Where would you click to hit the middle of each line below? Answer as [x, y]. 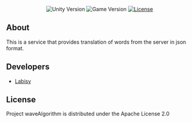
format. [15, 48]
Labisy [23, 81]
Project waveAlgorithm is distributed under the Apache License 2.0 [88, 114]
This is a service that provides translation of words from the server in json [96, 42]
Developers [28, 67]
